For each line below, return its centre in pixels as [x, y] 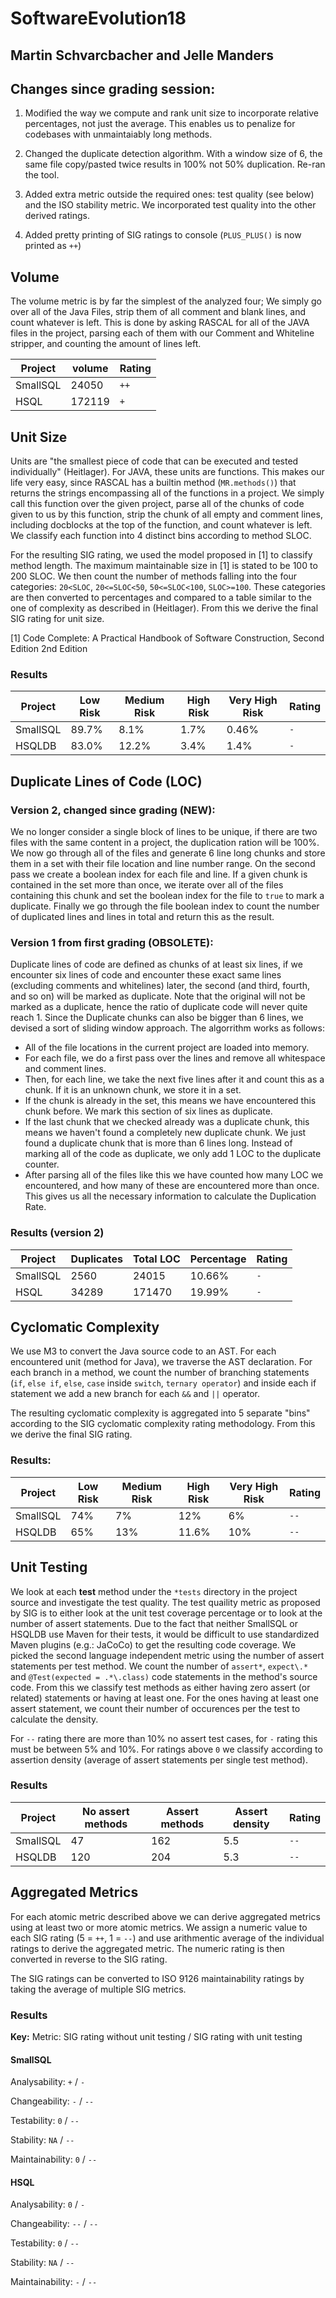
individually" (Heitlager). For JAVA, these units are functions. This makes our [167, 472]
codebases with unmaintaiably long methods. [118, 134]
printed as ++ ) [53, 246]
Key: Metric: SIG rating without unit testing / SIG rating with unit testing [156, 2036]
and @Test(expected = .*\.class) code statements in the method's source [164, 1676]
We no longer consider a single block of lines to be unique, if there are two [164, 831]
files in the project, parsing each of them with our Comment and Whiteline [162, 333]
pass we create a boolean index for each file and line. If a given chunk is [159, 874]
